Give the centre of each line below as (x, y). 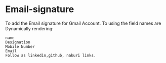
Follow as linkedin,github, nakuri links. (51, 55)
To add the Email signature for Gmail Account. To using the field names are (83, 23)
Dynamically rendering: (30, 28)
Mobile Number (20, 46)
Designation (18, 42)
